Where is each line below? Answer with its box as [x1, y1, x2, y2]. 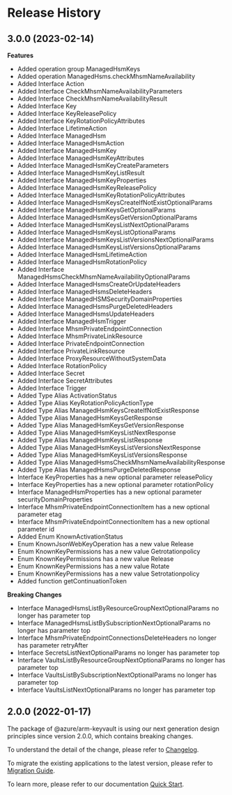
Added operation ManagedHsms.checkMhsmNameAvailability [17, 72, 196, 80]
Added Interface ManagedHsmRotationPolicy [17, 258, 148, 266]
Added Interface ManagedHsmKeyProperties [17, 176, 147, 184]
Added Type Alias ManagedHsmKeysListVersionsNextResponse [17, 444, 201, 451]
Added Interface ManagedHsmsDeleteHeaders [17, 288, 153, 296]
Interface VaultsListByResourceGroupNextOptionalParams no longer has [17, 656, 226, 664]
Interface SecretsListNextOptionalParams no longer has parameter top [17, 648, 220, 657]
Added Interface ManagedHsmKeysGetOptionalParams [17, 206, 176, 214]
